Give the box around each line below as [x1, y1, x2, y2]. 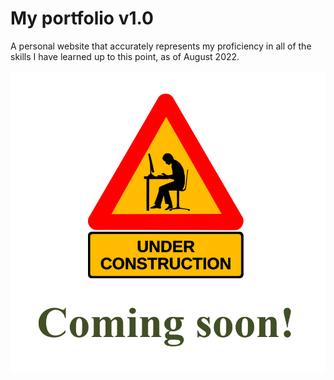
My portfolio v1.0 [10, 7, 154, 30]
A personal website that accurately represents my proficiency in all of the [10, 40, 312, 52]
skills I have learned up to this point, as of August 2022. [10, 50, 240, 62]
